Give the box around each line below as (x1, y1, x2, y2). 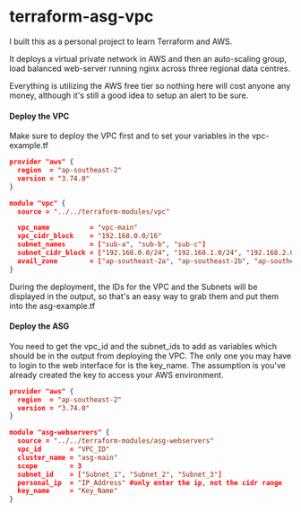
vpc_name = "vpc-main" (17, 223, 139, 233)
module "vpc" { (9, 199, 66, 207)
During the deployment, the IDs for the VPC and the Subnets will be (9, 281, 258, 292)
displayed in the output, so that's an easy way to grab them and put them (9, 290, 279, 302)
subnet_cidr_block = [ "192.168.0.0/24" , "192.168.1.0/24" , (17, 249, 243, 258)
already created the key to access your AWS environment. (9, 369, 224, 380)
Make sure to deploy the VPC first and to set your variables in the (9, 130, 251, 141)
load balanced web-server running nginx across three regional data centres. (9, 63, 291, 74)
